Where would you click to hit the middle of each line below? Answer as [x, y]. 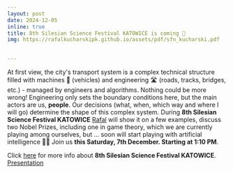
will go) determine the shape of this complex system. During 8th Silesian [112, 112]
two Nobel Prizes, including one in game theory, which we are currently [110, 127]
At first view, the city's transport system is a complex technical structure [111, 72]
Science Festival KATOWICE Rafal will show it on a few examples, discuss [114, 120]
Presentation [25, 163]
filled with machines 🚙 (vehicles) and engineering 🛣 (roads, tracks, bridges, [117, 80]
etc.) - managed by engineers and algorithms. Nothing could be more [107, 90]
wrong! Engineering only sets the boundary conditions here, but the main [112, 97]
